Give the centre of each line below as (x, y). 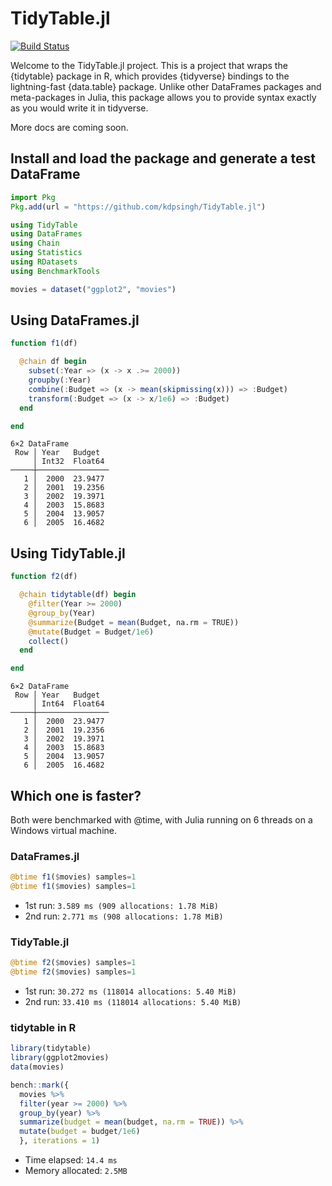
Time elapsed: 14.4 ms (71, 1160)
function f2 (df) (44, 577)
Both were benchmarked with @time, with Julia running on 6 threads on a (161, 819)
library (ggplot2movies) (60, 1058)
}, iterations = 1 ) (60, 1141)
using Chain (35, 243)
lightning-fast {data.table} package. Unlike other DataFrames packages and (166, 86)
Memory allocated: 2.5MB (76, 1171)
